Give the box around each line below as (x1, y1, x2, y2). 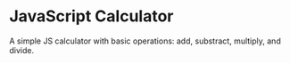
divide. (9, 44, 34, 55)
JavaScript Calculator (9, 6, 174, 27)
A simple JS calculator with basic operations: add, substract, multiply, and (9, 35, 281, 46)
